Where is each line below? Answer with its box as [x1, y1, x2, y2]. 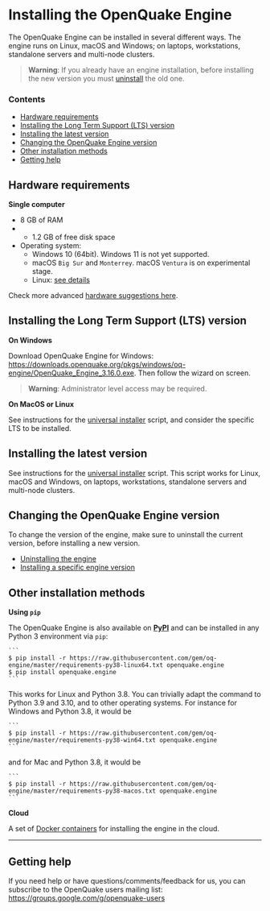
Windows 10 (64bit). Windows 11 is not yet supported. [31, 250, 210, 259]
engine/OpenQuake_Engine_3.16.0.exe [8, 368, 135, 378]
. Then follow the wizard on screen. [133, 368, 252, 378]
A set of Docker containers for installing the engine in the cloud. [8, 824, 219, 834]
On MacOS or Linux [8, 399, 75, 408]
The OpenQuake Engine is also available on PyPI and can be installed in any [8, 623, 260, 633]
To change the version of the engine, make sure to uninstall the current [8, 530, 243, 540]
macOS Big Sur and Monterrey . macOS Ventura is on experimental [31, 258, 251, 267]
